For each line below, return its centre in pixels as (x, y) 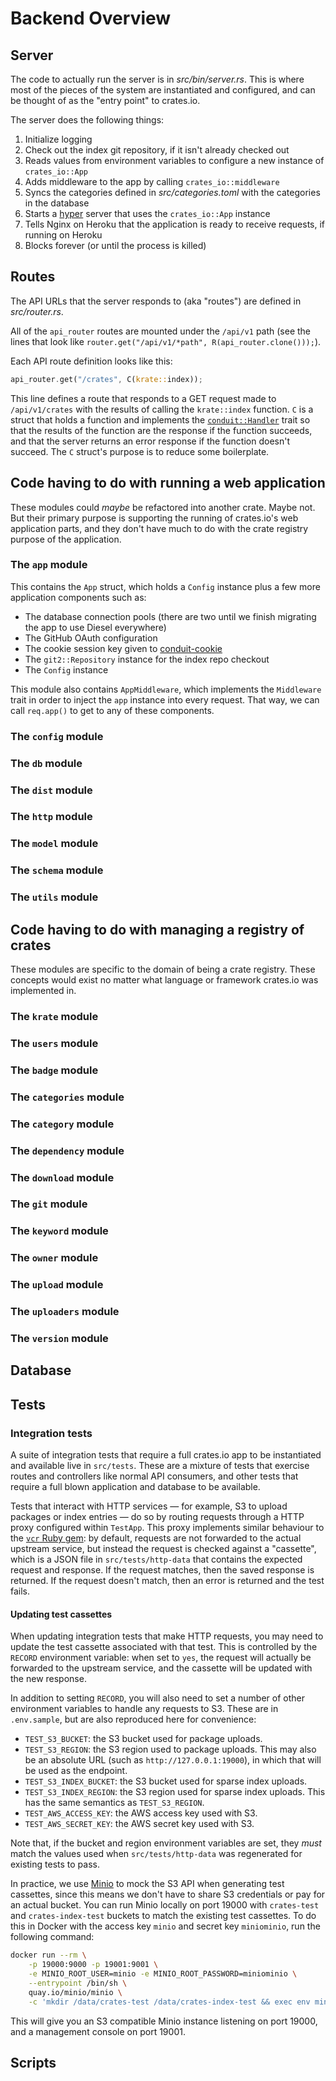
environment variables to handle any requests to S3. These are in (144, 1709)
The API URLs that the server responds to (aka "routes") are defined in (156, 301)
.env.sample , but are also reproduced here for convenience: (133, 1719)
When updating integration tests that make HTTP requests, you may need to (167, 1636)
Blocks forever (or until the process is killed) (115, 245)
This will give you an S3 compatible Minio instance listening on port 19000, (164, 2021)
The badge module (54, 1070)
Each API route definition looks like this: (91, 361)
